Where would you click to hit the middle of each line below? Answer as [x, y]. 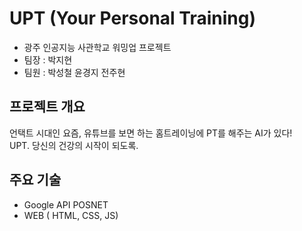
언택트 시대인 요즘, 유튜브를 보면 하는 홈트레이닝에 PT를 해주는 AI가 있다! [151, 133]
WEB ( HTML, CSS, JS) [71, 215]
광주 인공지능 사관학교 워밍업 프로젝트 [97, 47]
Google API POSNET [66, 204]
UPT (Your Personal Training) [132, 18]
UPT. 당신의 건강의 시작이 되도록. [74, 145]
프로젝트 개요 [47, 107]
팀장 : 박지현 [48, 59]
